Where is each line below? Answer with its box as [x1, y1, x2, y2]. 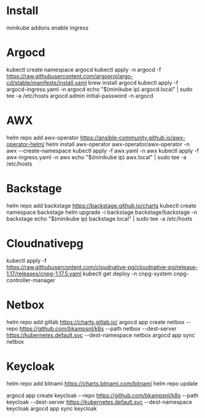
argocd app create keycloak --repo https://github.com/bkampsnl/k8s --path [6, 392, 199, 399]
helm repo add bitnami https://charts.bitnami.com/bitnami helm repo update [6, 379, 198, 387]
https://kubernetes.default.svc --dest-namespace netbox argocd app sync [6, 331, 195, 339]
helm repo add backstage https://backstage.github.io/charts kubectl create [6, 202, 196, 209]
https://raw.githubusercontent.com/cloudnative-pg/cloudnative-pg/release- [6, 263, 198, 270]
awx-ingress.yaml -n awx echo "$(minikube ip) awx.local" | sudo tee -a [6, 153, 187, 160]
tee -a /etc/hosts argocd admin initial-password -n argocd [6, 92, 153, 99]
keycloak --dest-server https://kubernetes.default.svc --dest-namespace [6, 398, 192, 406]
